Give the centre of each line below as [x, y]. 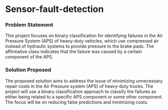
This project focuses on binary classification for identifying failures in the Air [84, 35]
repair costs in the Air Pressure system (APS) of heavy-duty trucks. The [79, 86]
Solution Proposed [28, 70]
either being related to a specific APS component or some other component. [84, 96]
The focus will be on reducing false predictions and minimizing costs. [77, 102]
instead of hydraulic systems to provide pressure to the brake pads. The [80, 46]
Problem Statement [29, 25]
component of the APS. [29, 57]
